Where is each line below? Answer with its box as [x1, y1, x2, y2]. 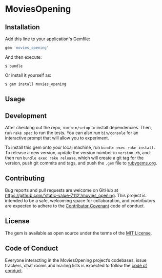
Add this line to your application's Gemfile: [5, 36, 90, 42]
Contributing [5, 174, 45, 183]
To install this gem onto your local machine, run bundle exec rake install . [5, 144, 155, 150]
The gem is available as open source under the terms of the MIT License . [5, 230, 152, 236]
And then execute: [5, 54, 42, 60]
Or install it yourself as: [5, 72, 51, 78]
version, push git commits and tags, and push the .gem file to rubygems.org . [5, 160, 158, 166]
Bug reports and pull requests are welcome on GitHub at [5, 187, 119, 193]
